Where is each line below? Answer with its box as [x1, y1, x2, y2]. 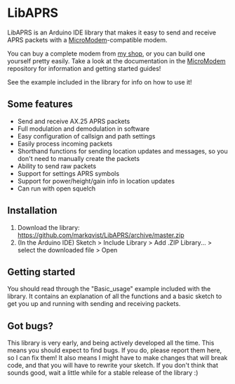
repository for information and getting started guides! [7, 64, 161, 72]
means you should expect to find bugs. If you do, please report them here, [7, 346, 222, 354]
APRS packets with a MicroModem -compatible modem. [7, 35, 168, 44]
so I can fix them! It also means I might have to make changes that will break [7, 354, 228, 362]
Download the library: [17, 223, 80, 231]
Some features [7, 98, 74, 110]
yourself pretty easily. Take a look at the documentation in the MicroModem [7, 56, 226, 65]
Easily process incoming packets [17, 139, 113, 148]
